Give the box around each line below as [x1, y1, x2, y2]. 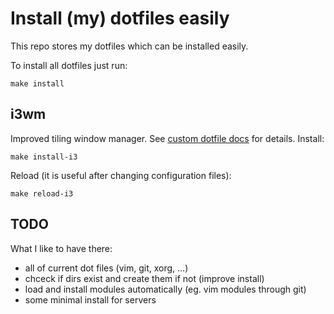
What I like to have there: [10, 242, 113, 254]
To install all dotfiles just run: [10, 59, 128, 71]
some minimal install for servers [24, 293, 157, 306]
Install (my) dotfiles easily [10, 7, 230, 30]
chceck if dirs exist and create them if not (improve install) [24, 272, 265, 284]
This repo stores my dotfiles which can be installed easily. [10, 40, 249, 52]
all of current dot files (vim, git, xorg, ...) [24, 262, 189, 274]
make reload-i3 [10, 188, 74, 199]
